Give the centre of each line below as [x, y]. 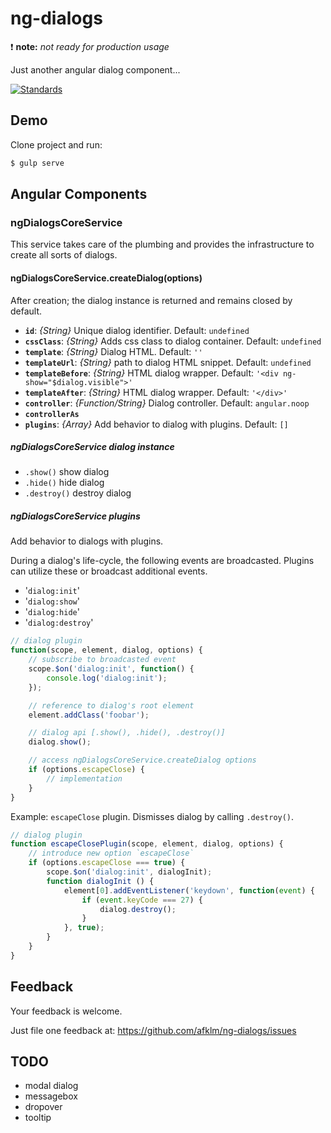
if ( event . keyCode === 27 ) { [142, 900]
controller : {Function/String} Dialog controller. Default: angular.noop [167, 403]
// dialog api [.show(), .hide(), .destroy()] [127, 733]
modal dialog [51, 1086]
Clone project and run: [56, 144]
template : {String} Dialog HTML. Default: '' [113, 351]
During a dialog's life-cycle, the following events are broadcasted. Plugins [162, 561]
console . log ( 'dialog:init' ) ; [107, 678]
